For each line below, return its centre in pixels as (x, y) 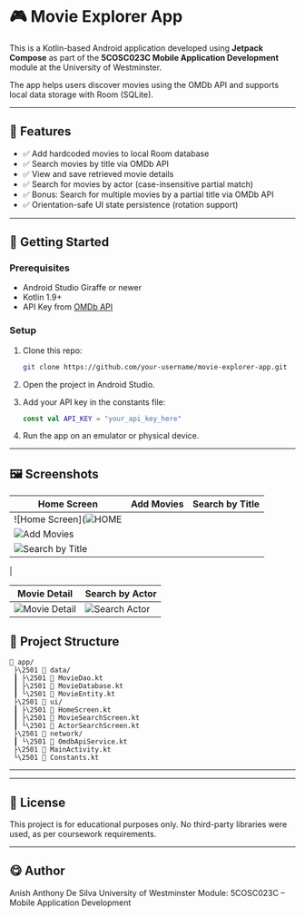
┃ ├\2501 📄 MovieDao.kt (58, 678)
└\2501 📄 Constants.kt (56, 758)
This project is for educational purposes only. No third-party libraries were (148, 824)
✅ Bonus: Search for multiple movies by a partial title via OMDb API (148, 194)
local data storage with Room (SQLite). (82, 94)
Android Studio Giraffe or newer (82, 288)
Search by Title (226, 504)
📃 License (38, 802)
